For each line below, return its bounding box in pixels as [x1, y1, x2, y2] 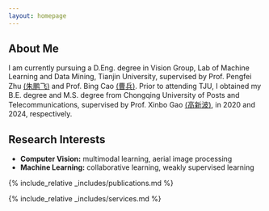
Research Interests [8, 133, 106, 146]
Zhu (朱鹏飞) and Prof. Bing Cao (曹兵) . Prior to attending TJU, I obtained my [8, 82, 262, 91]
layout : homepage [8, 11, 67, 20]
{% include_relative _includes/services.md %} [8, 194, 162, 204]
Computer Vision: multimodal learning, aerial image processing [19, 154, 233, 164]
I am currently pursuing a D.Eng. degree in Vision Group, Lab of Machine [8, 63, 250, 73]
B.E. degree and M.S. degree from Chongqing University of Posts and [8, 91, 240, 100]
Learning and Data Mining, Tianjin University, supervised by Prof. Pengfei [8, 72, 252, 82]
